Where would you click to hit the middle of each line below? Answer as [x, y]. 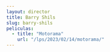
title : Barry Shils [31, 17]
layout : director [28, 12]
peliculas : [20, 28]
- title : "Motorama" [38, 34]
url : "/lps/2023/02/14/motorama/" [61, 39]
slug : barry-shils [29, 23]
